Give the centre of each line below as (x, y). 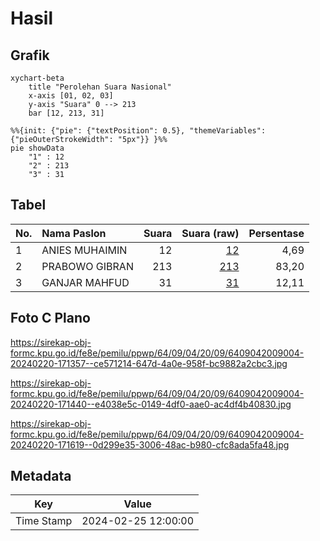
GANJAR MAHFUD (85, 282)
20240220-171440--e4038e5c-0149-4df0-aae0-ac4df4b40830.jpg (151, 404)
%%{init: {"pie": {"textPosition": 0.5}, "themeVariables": (138, 131)
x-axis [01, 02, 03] (71, 96)
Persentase (276, 233)
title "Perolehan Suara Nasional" (100, 87)
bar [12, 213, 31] (66, 113)
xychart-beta (37, 78)
